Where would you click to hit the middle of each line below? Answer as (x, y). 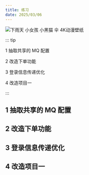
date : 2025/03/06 (24, 15)
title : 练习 (17, 10)
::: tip (11, 40)
